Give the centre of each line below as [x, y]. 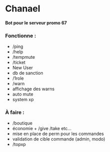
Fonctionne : [21, 35]
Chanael [23, 9]
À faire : [15, 112]
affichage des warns [33, 89]
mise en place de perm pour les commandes [58, 134]
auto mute [23, 94]
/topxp [19, 145]
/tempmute [24, 57]
